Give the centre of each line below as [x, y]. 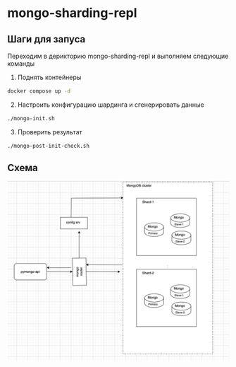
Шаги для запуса [46, 39]
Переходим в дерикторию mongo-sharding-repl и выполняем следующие [118, 56]
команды [21, 64]
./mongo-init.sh [31, 118]
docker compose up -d [39, 91]
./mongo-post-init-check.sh [49, 146]
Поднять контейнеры [49, 77]
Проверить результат [50, 132]
